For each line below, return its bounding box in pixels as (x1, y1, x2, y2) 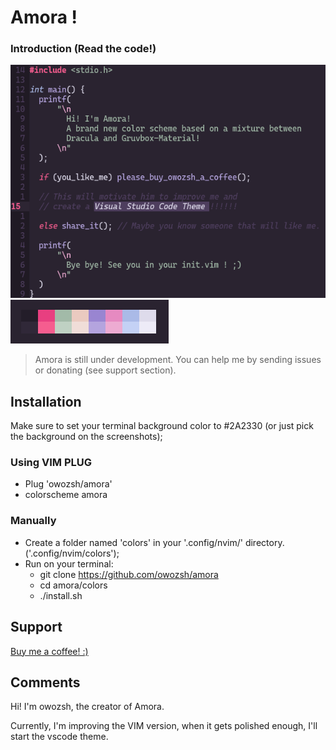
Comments (10, 674, 81, 691)
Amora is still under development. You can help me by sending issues (34, 354, 322, 366)
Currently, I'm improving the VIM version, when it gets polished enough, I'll (10, 720, 318, 732)
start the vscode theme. (10, 731, 109, 743)
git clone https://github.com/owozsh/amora (39, 568, 219, 580)
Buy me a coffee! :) (10, 645, 89, 657)
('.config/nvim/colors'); (24, 547, 120, 559)
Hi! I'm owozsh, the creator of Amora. (10, 701, 165, 713)
